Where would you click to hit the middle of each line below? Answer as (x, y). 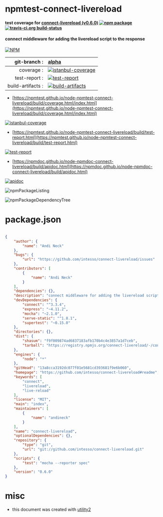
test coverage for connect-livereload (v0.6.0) (52, 22)
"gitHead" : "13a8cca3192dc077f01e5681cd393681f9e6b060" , (73, 368)
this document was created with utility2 (51, 510)
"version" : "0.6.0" (33, 472)
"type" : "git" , (38, 445)
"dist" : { (24, 337)
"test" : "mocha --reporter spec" (56, 463)
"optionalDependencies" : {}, (43, 436)
